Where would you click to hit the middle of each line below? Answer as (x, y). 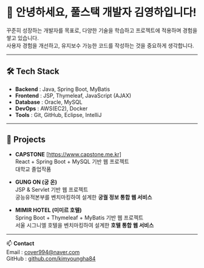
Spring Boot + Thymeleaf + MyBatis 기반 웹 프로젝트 (79, 217)
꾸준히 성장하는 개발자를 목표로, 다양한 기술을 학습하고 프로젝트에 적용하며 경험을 (102, 30)
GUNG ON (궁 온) (36, 182)
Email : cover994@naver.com (43, 252)
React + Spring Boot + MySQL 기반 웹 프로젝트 (72, 161)
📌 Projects (26, 140)
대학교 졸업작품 (33, 169)
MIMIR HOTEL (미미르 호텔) (48, 210)
